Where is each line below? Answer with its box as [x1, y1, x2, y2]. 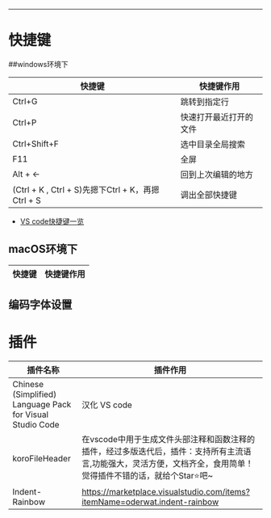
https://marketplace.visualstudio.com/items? [81, 486, 250, 498]
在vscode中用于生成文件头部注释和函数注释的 [81, 434, 256, 445]
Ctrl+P [12, 116, 37, 128]
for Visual [12, 409, 49, 420]
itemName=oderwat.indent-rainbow [81, 496, 219, 507]
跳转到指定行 [180, 96, 230, 107]
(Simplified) [12, 389, 57, 400]
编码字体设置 [8, 298, 73, 312]
